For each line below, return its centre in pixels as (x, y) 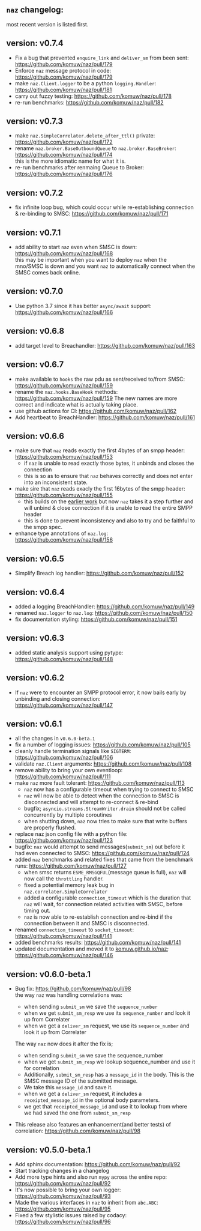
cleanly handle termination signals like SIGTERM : (73, 751)
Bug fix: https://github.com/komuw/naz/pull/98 (73, 989)
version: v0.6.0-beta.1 (49, 974)
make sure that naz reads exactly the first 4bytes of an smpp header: (100, 450)
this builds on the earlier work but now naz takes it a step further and (109, 501)
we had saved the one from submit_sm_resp (77, 1113)
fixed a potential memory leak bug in (69, 885)
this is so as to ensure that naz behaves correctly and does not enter (108, 476)
